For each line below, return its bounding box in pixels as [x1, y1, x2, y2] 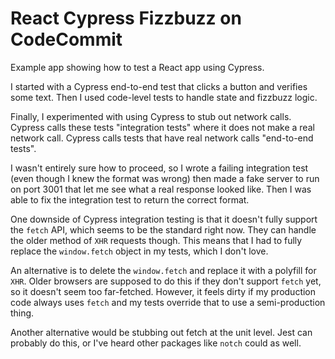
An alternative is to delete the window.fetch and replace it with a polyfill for [10, 264, 317, 276]
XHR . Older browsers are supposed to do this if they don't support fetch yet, [10, 275, 322, 287]
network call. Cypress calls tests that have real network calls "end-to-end [10, 132, 314, 144]
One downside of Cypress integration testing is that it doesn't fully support [10, 213, 318, 225]
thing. [10, 307, 35, 319]
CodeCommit [10, 28, 123, 51]
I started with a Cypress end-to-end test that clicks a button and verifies [10, 80, 308, 92]
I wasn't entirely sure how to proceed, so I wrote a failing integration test [10, 162, 309, 174]
